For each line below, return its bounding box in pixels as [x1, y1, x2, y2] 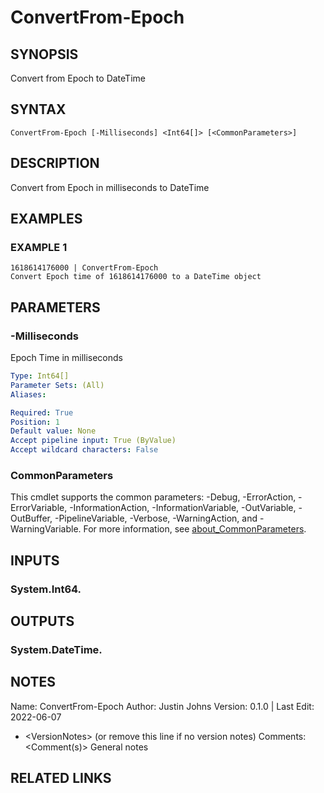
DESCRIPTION [10, 155, 100, 172]
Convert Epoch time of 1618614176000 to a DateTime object [10, 272, 262, 282]
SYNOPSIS [10, 46, 79, 63]
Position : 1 [10, 417, 60, 427]
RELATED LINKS [10, 770, 112, 787]
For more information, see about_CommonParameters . [83, 523, 307, 535]
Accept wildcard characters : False [10, 445, 159, 455]
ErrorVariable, [10, 502, 68, 514]
